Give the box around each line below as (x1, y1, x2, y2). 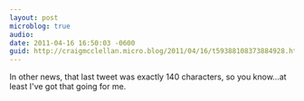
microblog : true (9, 22, 71, 31)
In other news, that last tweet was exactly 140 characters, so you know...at (9, 71, 287, 82)
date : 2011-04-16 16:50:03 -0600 (9, 38, 136, 48)
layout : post (9, 13, 59, 23)
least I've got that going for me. (9, 81, 127, 92)
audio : (9, 30, 34, 39)
